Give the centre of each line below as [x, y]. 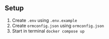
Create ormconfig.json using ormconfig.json [58, 25]
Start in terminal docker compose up [48, 31]
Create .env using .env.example [44, 20]
